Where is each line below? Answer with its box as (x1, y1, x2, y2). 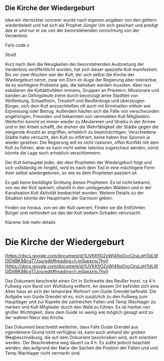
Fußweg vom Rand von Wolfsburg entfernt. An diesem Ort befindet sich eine (5, 283, 159, 289)
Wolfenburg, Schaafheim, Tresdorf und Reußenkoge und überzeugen (5, 98, 145, 104)
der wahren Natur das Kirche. (5, 314, 65, 320)
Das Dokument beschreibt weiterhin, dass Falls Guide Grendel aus (5, 324, 139, 330)
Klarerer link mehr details (5, 219, 56, 225)
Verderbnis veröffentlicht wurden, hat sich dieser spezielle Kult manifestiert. (5, 66, 158, 72)
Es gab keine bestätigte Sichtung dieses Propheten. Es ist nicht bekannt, (5, 179, 151, 185)
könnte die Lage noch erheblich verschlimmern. (5, 150, 101, 156)
